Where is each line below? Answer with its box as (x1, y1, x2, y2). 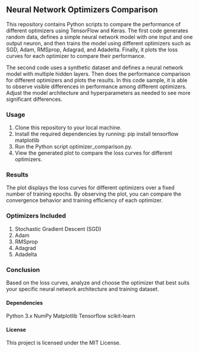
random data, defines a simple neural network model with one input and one (6, 33, 193, 41)
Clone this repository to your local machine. (14, 124, 122, 131)
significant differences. (6, 95, 62, 103)
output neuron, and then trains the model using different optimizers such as (6, 39, 191, 47)
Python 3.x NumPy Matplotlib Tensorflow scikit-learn (6, 313, 135, 320)
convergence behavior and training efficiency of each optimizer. (6, 197, 163, 204)
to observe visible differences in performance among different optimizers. (6, 83, 187, 90)
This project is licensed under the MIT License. (6, 339, 121, 347)
